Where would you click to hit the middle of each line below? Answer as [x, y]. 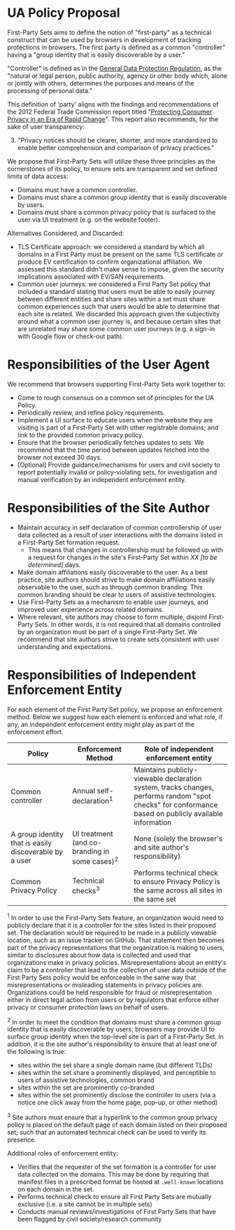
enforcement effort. [36, 732]
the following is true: [37, 1052]
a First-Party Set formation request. [69, 542]
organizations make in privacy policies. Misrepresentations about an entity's [117, 962]
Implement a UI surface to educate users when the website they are [115, 420]
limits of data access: [38, 176]
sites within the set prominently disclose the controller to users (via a [116, 1095]
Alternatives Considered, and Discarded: [66, 233]
